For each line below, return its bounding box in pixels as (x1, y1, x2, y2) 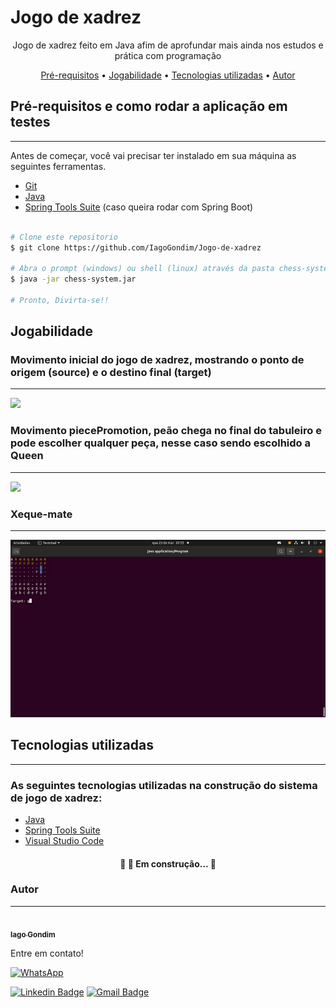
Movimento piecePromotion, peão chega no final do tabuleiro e (10, 424, 322, 438)
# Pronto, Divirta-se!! (10, 295, 110, 305)
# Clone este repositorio (10, 232, 118, 242)
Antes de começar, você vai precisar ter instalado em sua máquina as (10, 149, 297, 161)
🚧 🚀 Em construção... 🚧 (119, 857, 217, 870)
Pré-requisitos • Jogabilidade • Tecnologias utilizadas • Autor (40, 69, 296, 81)
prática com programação (114, 49, 222, 61)
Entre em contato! (10, 947, 84, 959)
